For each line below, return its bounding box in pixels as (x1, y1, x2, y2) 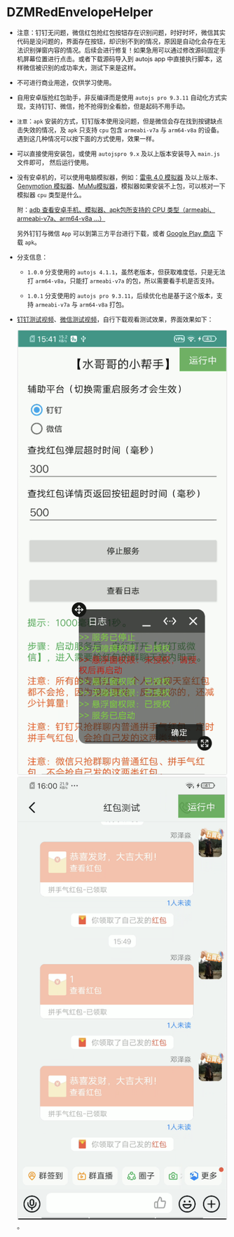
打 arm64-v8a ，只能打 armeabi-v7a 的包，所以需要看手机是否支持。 (27, 276, 219, 285)
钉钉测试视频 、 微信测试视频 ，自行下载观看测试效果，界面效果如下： (16, 315, 214, 323)
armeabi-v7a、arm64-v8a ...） (16, 214, 106, 222)
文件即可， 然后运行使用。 (16, 158, 92, 166)
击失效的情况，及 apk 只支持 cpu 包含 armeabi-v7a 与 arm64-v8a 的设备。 (16, 126, 223, 134)
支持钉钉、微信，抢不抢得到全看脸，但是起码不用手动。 (29, 102, 189, 110)
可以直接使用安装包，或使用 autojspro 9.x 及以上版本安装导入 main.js (16, 149, 220, 158)
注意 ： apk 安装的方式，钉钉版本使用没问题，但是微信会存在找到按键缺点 (16, 116, 223, 125)
